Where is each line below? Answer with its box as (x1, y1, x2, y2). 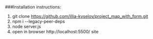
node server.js (12, 24, 42, 29)
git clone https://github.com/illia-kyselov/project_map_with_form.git (12, 13, 148, 19)
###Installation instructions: (5, 4, 61, 10)
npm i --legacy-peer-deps (12, 19, 65, 24)
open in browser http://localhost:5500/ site (12, 29, 99, 34)
